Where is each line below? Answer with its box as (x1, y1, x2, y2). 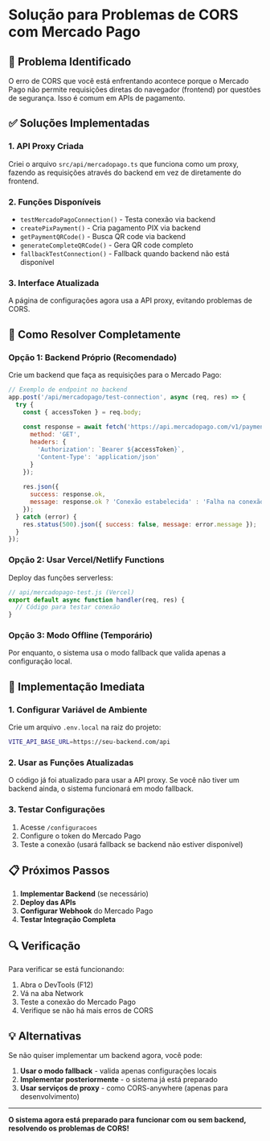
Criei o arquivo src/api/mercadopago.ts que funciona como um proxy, (8, 159, 239, 168)
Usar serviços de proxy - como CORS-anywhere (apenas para (19, 1083, 229, 1093)
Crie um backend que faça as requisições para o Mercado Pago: (8, 370, 223, 379)
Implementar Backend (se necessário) (19, 889, 149, 899)
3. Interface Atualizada (8, 277, 100, 288)
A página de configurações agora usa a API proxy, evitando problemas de (8, 296, 253, 305)
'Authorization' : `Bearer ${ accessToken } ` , (37, 445, 185, 453)
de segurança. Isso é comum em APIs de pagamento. (8, 93, 186, 102)
